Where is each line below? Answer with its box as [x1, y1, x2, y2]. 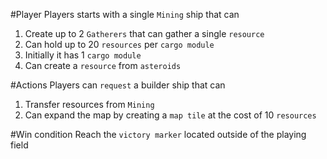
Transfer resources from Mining [24, 99, 155, 110]
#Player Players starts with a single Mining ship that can [10, 9, 240, 20]
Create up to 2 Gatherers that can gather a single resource [24, 28, 265, 39]
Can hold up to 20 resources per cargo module [24, 39, 215, 50]
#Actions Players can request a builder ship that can [10, 79, 226, 91]
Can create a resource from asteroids [24, 60, 182, 71]
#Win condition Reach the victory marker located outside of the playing [10, 129, 307, 140]
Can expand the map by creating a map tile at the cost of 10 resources [24, 109, 317, 121]
